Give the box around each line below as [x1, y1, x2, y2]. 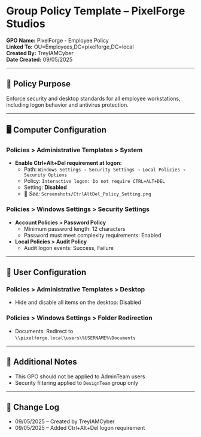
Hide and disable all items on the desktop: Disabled [14, 299, 142, 306]
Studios [6, 17, 46, 31]
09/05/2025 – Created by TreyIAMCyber [14, 418, 115, 425]
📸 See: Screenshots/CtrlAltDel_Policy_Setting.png [23, 190, 151, 197]
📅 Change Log [6, 402, 60, 412]
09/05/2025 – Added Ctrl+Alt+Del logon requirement [14, 424, 145, 432]
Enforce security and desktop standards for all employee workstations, [6, 95, 181, 102]
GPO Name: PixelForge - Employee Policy [6, 37, 109, 44]
